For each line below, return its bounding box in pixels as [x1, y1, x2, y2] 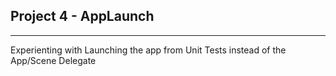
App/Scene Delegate [10, 54, 97, 66]
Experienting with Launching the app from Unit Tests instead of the [10, 44, 287, 56]
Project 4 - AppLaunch [10, 8, 155, 25]
